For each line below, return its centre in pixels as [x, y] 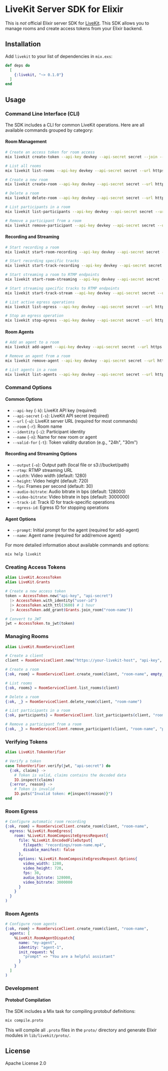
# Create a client [24, 656]
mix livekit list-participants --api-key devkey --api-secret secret [79, 211]
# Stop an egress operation [34, 316]
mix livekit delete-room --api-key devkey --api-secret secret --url [79, 198]
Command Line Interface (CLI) [42, 114]
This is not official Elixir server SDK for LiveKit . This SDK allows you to [77, 23]
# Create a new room [27, 180]
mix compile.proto [24, 1020]
